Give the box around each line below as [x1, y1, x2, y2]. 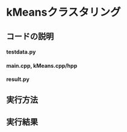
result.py [6, 76, 30, 83]
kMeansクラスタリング [6, 5, 122, 19]
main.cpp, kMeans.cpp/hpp [6, 62, 78, 69]
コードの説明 [6, 31, 54, 41]
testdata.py [6, 49, 36, 56]
